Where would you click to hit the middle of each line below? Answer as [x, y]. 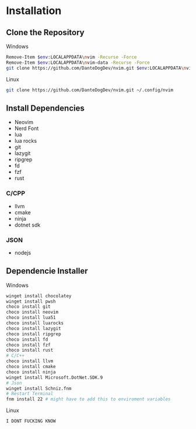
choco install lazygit [34, 328]
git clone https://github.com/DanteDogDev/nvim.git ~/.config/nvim [90, 90]
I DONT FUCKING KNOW [31, 421]
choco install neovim [32, 312]
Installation [34, 11]
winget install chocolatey [39, 296]
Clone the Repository [45, 32]
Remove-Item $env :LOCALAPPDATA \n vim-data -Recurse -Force [78, 63]
